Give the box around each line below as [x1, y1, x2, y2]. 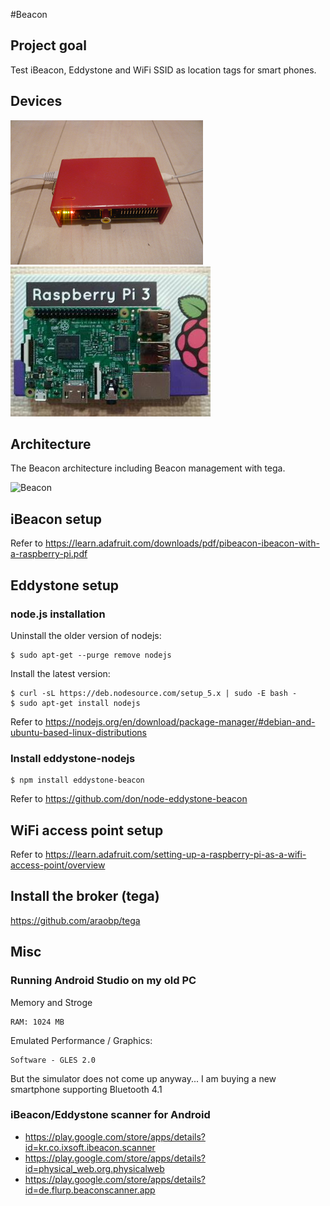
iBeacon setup [10, 510, 103, 528]
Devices [10, 93, 63, 110]
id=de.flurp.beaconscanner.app [24, 1184, 156, 1196]
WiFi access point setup [10, 822, 164, 839]
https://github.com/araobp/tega [10, 914, 141, 926]
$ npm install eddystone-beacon [10, 775, 145, 786]
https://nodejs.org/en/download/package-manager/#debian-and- [44, 715, 316, 728]
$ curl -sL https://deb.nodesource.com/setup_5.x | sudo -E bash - [10, 688, 298, 698]
